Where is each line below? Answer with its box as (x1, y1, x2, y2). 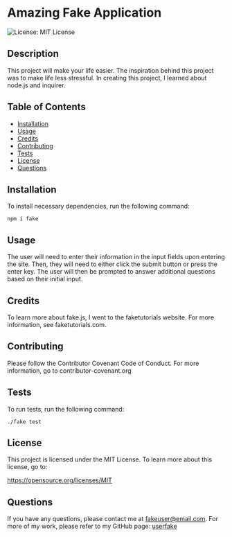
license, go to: (7, 463, 48, 471)
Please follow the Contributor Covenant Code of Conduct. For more (7, 359, 199, 367)
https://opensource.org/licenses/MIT (7, 476, 112, 484)
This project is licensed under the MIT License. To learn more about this (7, 455, 213, 464)
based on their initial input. (7, 275, 83, 283)
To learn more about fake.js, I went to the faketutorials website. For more (7, 313, 215, 322)
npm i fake (7, 215, 39, 222)
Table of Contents (7, 101, 87, 113)
